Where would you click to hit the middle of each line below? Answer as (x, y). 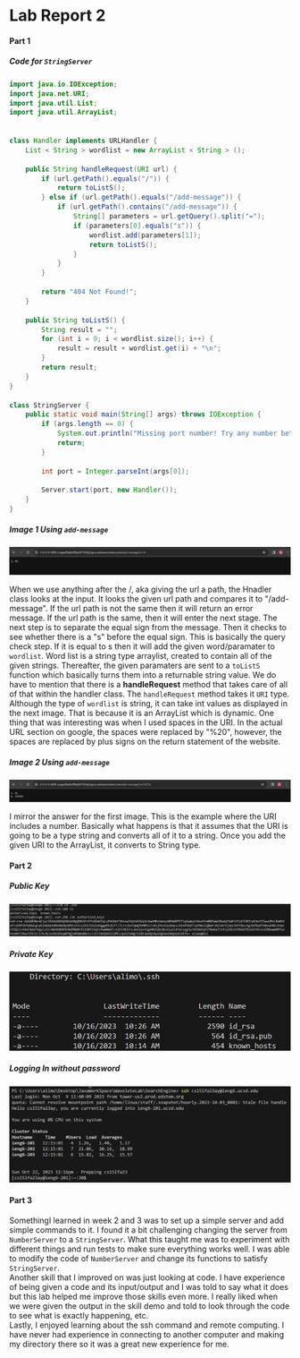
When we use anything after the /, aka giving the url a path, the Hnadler (141, 589)
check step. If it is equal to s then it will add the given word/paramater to (142, 646)
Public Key (29, 886)
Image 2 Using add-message (59, 762)
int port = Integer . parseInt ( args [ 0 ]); (116, 471)
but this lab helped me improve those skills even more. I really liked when (144, 1296)
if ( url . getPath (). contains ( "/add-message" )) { (147, 207)
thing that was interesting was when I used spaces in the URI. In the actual (146, 722)
